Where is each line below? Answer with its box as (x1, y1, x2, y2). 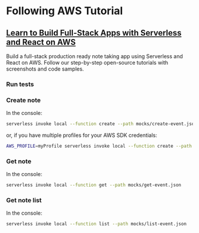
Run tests (6, 80, 34, 88)
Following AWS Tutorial (6, 4, 123, 18)
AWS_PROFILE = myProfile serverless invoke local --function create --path (6, 143, 192, 149)
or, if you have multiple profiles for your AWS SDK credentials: (6, 132, 158, 139)
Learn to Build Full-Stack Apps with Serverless (6, 28, 182, 38)
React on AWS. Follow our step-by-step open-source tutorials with (6, 59, 169, 66)
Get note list (6, 196, 42, 205)
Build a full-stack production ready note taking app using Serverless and (6, 53, 184, 60)
